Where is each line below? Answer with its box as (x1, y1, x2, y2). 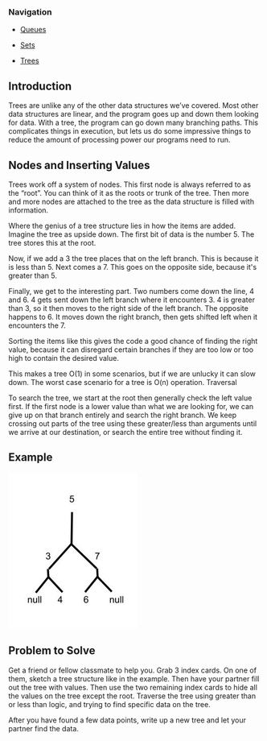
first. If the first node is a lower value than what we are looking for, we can (8, 401, 254, 411)
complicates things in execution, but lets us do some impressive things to (8, 126, 252, 136)
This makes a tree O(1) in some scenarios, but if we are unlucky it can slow (8, 369, 256, 379)
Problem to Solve (8, 644, 96, 658)
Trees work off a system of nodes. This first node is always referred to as (8, 180, 252, 189)
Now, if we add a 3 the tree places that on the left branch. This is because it (8, 253, 259, 263)
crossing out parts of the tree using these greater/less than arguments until (8, 418, 257, 428)
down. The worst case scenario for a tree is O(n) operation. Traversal (8, 377, 237, 387)
